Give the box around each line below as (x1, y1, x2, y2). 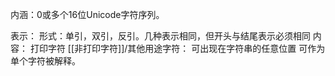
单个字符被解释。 (10, 55, 81, 67)
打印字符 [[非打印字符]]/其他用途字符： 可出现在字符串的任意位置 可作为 (29, 43, 326, 54)
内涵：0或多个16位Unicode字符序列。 (10, 9, 165, 20)
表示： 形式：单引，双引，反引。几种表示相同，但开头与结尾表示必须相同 (10, 30, 311, 42)
